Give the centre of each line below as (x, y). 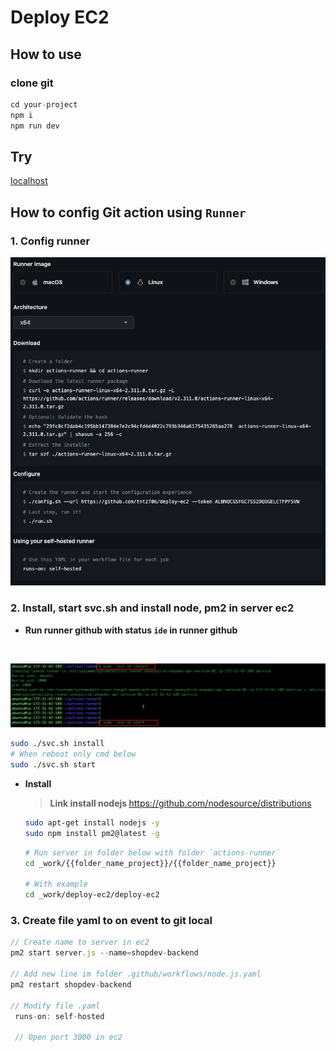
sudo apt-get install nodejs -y (92, 823)
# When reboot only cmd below (73, 754)
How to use (46, 54)
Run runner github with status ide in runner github (131, 630)
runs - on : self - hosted (59, 1016)
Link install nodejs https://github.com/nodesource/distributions (180, 803)
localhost (29, 181)
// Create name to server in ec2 (80, 942)
